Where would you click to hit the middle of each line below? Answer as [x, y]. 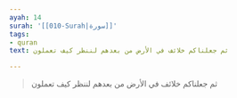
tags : [19, 34]
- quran [24, 42]
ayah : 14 [25, 17]
